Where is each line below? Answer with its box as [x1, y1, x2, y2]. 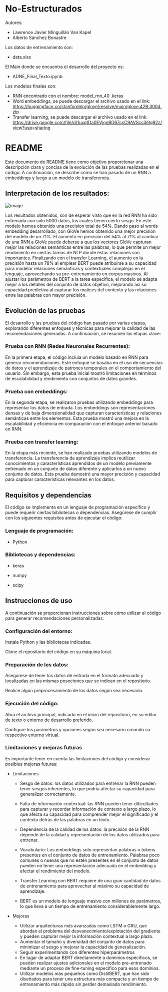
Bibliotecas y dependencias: [5, 551, 76, 558]
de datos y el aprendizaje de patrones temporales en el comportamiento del [5, 365, 161, 371]
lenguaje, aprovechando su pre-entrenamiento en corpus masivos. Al [5, 271, 148, 277]
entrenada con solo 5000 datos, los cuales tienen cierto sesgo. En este [5, 217, 151, 223]
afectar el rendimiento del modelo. [19, 868, 91, 874]
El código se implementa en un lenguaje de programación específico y [5, 504, 150, 511]
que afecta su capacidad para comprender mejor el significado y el [19, 811, 158, 817]
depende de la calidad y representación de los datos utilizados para [19, 831, 160, 837]
